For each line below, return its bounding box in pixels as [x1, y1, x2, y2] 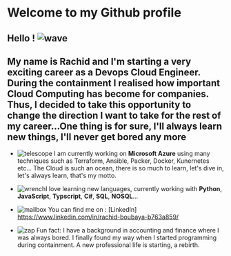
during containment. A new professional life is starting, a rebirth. [17, 241, 200, 249]
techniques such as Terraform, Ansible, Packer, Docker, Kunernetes [17, 157, 210, 165]
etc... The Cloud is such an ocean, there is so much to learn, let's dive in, [17, 164, 224, 173]
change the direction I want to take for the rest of [7, 109, 221, 121]
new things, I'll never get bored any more [7, 131, 187, 143]
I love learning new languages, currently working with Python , [46, 185, 222, 193]
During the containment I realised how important [7, 77, 221, 89]
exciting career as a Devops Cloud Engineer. [7, 66, 201, 78]
